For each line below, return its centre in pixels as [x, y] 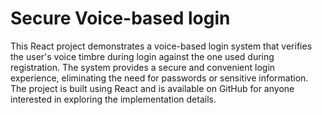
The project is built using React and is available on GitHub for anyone [152, 88]
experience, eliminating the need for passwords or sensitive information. [159, 78]
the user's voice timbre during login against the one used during [142, 56]
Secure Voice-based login [120, 18]
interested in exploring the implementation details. [113, 99]
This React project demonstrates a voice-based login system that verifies [161, 46]
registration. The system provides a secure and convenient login [143, 67]
